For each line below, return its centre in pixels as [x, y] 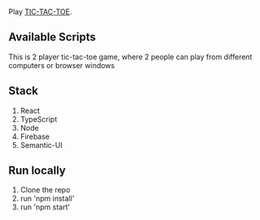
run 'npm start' [45, 207]
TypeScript [39, 119]
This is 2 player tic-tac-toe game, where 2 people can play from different [130, 57]
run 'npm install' [47, 199]
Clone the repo [45, 190]
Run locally [37, 171]
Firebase [35, 136]
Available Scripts [52, 37]
